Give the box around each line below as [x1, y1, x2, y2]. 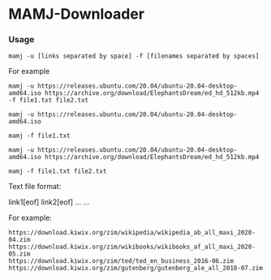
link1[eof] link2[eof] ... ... [8, 197, 90, 207]
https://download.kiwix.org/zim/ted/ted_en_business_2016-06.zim [8, 257, 234, 265]
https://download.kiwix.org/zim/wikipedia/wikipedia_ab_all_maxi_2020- [8, 229, 256, 237]
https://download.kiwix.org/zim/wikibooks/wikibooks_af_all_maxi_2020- [8, 243, 256, 252]
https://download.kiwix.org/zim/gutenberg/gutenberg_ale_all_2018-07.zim [8, 265, 264, 273]
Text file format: [8, 182, 62, 192]
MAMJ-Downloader [8, 5, 144, 24]
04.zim [8, 236, 31, 244]
